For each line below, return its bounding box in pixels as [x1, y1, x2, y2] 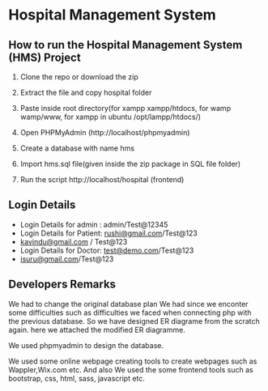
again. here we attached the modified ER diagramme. [8, 325, 186, 334]
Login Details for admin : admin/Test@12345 [19, 219, 168, 229]
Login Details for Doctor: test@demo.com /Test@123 [19, 245, 194, 255]
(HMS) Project [8, 50, 81, 64]
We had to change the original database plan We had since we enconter [8, 299, 249, 308]
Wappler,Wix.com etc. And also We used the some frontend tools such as [8, 364, 253, 374]
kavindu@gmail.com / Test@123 [19, 236, 128, 246]
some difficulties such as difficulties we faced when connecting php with [8, 308, 253, 317]
